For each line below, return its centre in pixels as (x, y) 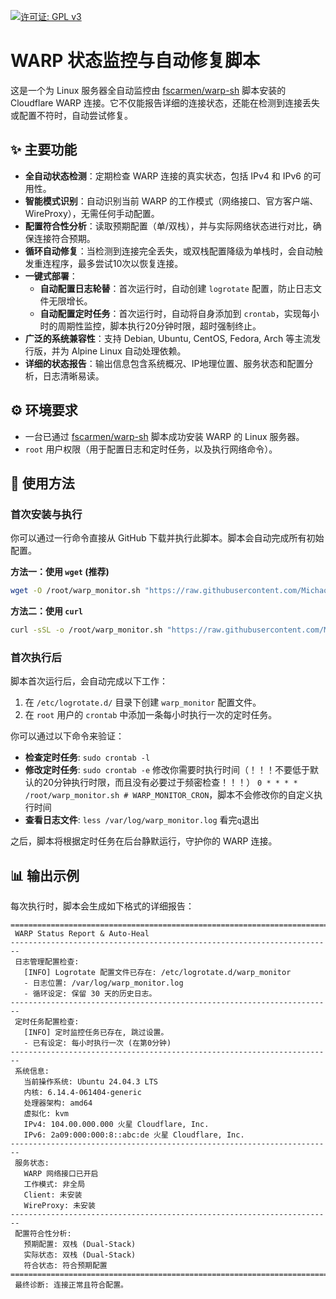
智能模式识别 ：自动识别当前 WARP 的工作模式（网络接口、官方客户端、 (171, 201)
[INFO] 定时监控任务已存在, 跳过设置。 (96, 1033)
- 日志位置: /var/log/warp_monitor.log (103, 983)
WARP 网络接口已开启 (61, 1174)
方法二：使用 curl (46, 611)
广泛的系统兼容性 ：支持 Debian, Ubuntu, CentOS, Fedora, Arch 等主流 (168, 338)
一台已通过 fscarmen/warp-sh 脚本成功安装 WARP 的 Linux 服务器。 (164, 436)
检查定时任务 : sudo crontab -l (87, 757)
